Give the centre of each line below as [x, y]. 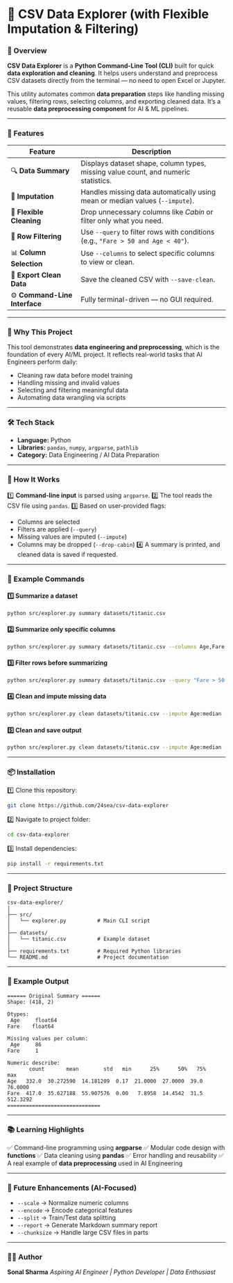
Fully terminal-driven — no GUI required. [147, 299]
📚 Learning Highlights [46, 1130]
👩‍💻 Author [25, 1257]
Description [151, 151]
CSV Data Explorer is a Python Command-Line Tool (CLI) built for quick [111, 66]
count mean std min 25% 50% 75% [118, 1069]
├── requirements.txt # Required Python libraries [94, 951]
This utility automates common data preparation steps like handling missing [116, 94]
